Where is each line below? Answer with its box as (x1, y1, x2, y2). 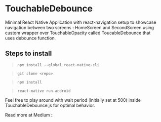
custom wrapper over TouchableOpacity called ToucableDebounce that (5, 30, 151, 36)
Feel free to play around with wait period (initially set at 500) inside (5, 97, 141, 103)
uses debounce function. (5, 35, 56, 41)
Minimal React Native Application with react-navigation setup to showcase (5, 19, 157, 25)
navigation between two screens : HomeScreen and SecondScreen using (5, 24, 154, 30)
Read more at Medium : (5, 112, 53, 118)
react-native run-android (17, 88, 71, 93)
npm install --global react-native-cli (17, 62, 100, 67)
